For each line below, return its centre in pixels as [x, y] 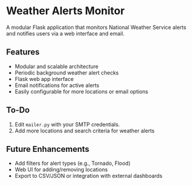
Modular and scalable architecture [57, 66]
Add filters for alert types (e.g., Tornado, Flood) [73, 163]
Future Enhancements [48, 149]
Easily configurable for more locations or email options [81, 91]
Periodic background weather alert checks [67, 73]
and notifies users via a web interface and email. [65, 33]
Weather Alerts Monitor [65, 11]
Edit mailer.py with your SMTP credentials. [67, 124]
